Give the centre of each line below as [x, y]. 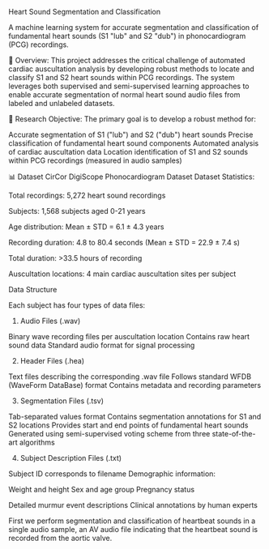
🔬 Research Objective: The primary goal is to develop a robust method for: [132, 119]
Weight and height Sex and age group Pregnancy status [102, 489]
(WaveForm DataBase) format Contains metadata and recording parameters [135, 385]
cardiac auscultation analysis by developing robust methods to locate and [132, 69]
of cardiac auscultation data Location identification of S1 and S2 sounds [128, 152]
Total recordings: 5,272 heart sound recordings [87, 195]
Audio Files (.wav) [50, 321]
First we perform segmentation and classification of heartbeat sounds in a [132, 521]
